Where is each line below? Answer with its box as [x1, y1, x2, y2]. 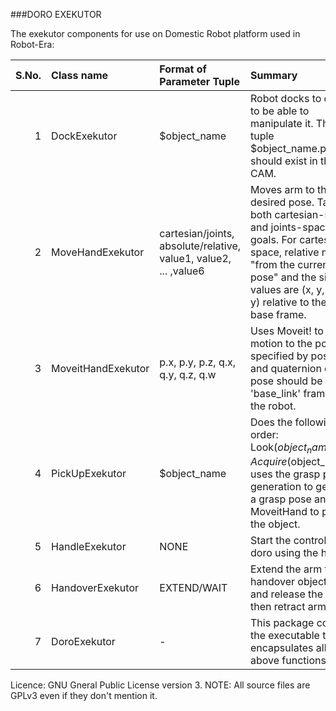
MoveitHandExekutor [51, 362, 150, 375]
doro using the [250, 546, 319, 560]
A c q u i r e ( [250, 455, 292, 469]
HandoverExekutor [51, 581, 140, 595]
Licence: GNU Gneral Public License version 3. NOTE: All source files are [10, 679, 311, 691]
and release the [250, 587, 324, 601]
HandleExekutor [51, 540, 127, 554]
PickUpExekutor [51, 466, 127, 480]
